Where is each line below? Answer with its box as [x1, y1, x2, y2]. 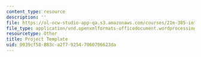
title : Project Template [6, 36, 68, 42]
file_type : [6, 25, 33, 31]
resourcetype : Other [6, 31, 58, 37]
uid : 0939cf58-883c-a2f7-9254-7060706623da [6, 42, 117, 48]
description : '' [6, 14, 47, 20]
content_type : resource [6, 8, 66, 15]
